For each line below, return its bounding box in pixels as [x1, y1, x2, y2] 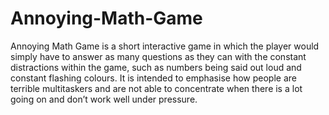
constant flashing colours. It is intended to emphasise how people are [10, 72, 297, 84]
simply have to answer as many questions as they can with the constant [10, 50, 307, 62]
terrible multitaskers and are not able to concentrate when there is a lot [10, 82, 303, 94]
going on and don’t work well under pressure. [10, 93, 198, 105]
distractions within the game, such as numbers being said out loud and [10, 61, 302, 73]
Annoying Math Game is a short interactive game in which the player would [10, 40, 320, 52]
